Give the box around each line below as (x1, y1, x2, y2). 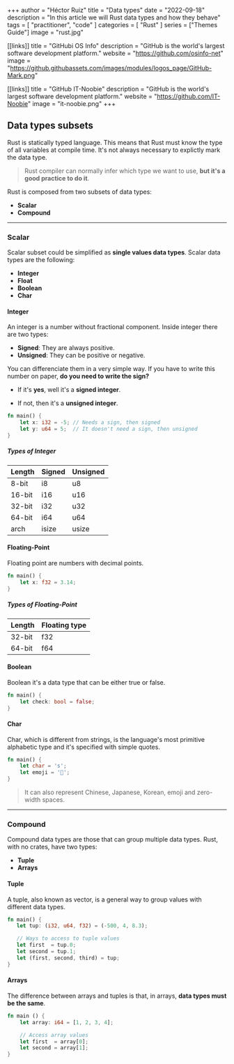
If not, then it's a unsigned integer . (17, 399, 118, 407)
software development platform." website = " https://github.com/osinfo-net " (7, 49, 224, 57)
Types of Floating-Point (7, 600, 78, 609)
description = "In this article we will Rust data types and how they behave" (7, 13, 221, 22)
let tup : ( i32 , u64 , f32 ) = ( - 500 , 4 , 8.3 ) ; (16, 922, 148, 929)
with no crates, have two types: (7, 843, 97, 851)
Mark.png (7, 71, 36, 79)
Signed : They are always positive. (17, 344, 115, 352)
